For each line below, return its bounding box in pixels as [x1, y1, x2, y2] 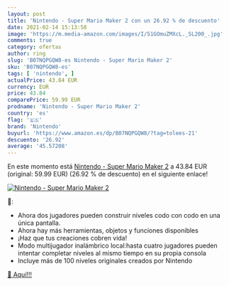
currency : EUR [7, 83, 50, 90]
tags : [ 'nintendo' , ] [7, 70, 74, 77]
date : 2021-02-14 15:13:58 [7, 23, 87, 31]
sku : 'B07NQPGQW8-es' [7, 63, 72, 70]
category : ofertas [7, 43, 62, 51]
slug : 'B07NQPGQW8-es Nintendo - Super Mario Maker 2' [7, 57, 173, 64]
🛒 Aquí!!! [7, 270, 33, 279]
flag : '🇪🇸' [7, 116, 43, 123]
